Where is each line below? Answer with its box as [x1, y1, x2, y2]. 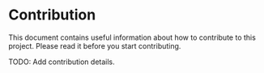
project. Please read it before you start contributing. [8, 41, 181, 50]
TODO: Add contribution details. [8, 57, 115, 67]
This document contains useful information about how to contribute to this [8, 32, 257, 42]
